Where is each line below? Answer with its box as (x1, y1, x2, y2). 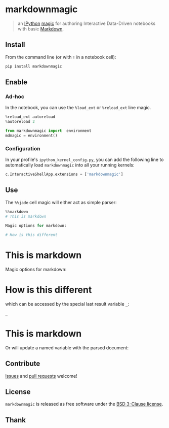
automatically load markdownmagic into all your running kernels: (5, 162, 135, 168)
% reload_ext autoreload (5, 114, 56, 120)
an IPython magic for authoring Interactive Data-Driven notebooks (17, 20, 156, 26)
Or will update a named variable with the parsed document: (5, 344, 129, 351)
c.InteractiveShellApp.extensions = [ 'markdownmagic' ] (5, 172, 123, 177)
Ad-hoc (5, 93, 24, 100)
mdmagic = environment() (5, 133, 58, 138)
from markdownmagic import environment (5, 128, 92, 134)
